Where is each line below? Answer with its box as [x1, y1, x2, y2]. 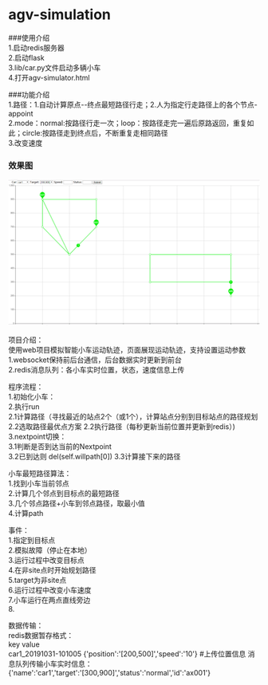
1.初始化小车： [8, 392, 56, 401]
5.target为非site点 [8, 575, 67, 585]
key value [8, 640, 40, 649]
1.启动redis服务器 [8, 42, 65, 53]
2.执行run [8, 401, 40, 411]
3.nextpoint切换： [8, 431, 67, 441]
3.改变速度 [8, 138, 43, 148]
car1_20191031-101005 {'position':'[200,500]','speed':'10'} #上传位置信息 [8, 648, 246, 659]
